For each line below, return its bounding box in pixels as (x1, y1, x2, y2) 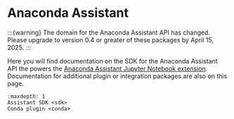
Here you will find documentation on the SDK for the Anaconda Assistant (7, 56, 218, 65)
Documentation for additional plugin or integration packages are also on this (7, 72, 228, 80)
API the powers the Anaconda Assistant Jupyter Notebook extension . (7, 64, 208, 73)
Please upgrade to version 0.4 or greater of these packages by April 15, (7, 35, 214, 44)
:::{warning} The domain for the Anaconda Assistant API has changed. (7, 28, 211, 37)
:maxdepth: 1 (7, 93, 46, 100)
